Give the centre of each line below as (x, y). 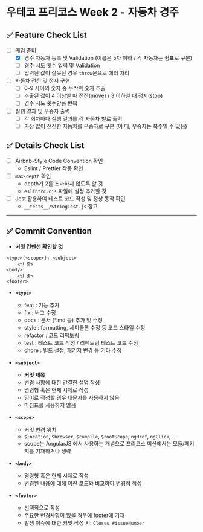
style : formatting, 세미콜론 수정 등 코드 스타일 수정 (85, 327)
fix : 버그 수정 (40, 312)
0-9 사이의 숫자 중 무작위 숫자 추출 (65, 88)
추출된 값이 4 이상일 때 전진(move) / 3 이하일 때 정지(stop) (93, 96)
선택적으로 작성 (42, 507)
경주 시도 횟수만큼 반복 (51, 103)
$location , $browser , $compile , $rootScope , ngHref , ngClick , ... (100, 436)
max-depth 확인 (33, 176)
